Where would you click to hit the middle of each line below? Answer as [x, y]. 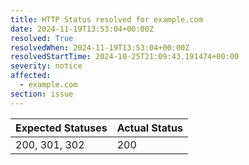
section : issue [42, 94]
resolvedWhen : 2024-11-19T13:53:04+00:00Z [100, 47]
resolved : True [42, 38]
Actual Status [149, 128]
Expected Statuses [61, 128]
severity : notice [46, 66]
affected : [31, 76]
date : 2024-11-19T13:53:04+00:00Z [82, 29]
